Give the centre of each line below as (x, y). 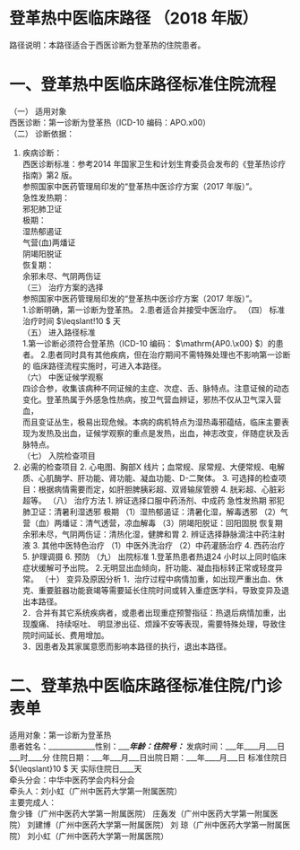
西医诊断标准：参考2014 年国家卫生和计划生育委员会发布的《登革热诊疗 (154, 163)
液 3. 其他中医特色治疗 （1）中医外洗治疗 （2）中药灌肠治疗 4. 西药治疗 (154, 545)
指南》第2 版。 (50, 175)
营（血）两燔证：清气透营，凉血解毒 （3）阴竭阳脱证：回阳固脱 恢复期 (153, 522)
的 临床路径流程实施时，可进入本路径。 (94, 365)
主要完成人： (33, 802)
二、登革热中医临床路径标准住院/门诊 (146, 686)
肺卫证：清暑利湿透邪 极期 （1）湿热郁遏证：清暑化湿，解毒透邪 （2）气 (155, 512)
